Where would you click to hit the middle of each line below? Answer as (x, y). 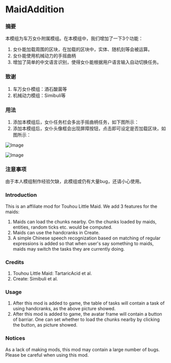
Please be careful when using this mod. (47, 355)
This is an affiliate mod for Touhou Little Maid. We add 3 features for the (81, 206)
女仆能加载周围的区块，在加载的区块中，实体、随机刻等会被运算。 (82, 49)
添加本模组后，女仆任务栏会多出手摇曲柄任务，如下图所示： (76, 122)
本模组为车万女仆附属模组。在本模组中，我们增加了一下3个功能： (74, 38)
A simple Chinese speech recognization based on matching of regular (87, 238)
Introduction (21, 195)
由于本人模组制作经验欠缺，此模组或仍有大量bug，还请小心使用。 (75, 181)
